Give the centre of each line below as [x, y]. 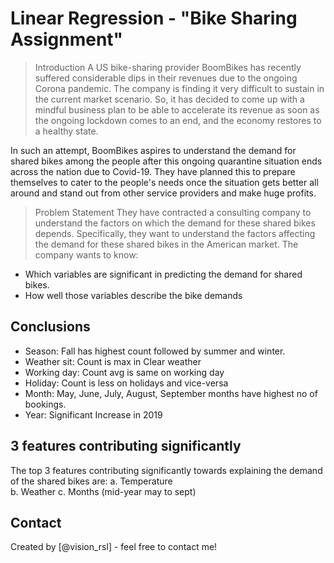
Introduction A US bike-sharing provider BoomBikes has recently [168, 67]
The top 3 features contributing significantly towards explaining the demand [166, 470]
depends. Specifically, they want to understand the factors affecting [175, 233]
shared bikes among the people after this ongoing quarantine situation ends [166, 161]
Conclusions [50, 327]
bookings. [45, 404]
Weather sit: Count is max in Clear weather [113, 361]
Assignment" [67, 39]
